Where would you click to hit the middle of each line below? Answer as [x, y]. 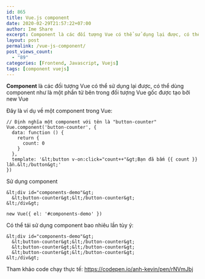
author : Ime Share [30, 29]
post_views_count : [30, 52]
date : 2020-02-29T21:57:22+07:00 [49, 23]
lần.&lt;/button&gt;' [34, 165]
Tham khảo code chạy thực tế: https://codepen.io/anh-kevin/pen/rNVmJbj [100, 269]
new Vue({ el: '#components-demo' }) [54, 214]
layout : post [23, 40]
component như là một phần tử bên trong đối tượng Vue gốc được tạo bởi [98, 93]
